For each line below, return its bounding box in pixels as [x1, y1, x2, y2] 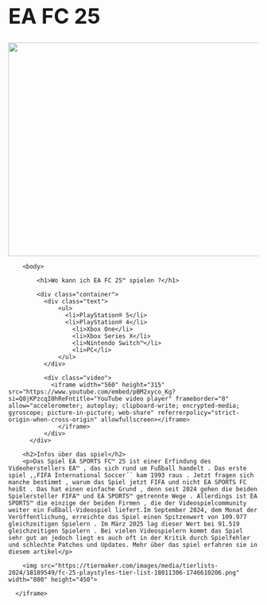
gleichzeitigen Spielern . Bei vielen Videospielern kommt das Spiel [8, 526, 244, 535]
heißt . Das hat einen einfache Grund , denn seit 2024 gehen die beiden [8, 485, 258, 493]
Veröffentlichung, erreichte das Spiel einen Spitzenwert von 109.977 [8, 513, 247, 521]
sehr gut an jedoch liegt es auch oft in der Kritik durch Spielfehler [8, 533, 250, 541]
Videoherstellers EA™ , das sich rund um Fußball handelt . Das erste [8, 464, 247, 472]
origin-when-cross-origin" [8, 415, 98, 424]
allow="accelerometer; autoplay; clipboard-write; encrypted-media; [8, 401, 240, 409]
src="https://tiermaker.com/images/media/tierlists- [40, 561, 219, 569]
